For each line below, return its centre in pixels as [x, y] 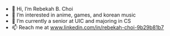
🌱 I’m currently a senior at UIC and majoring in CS [71, 21]
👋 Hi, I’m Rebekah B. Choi [42, 9]
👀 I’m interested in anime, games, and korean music [74, 15]
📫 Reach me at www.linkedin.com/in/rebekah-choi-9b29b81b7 [88, 27]
